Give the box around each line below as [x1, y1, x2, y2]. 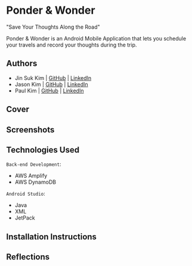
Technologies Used [6, 144, 79, 155]
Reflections [6, 252, 50, 262]
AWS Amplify [14, 172, 48, 180]
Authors [6, 58, 38, 69]
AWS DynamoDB [14, 178, 57, 185]
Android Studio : [6, 190, 46, 197]
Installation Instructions [6, 231, 97, 242]
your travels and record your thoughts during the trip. [6, 41, 137, 48]
